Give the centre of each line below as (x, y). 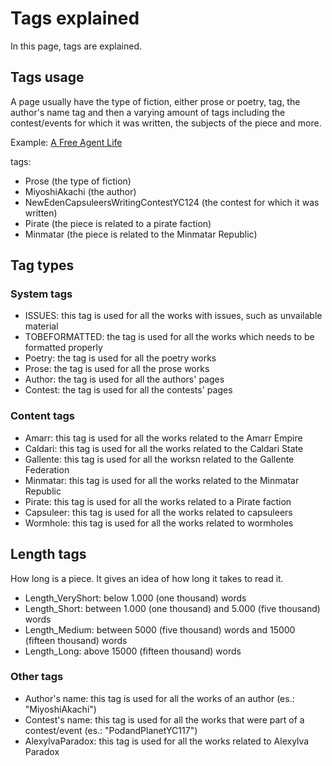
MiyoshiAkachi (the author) (80, 191)
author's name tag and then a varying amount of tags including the (148, 112)
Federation (47, 469)
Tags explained (75, 18)
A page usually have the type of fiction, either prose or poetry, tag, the (155, 101)
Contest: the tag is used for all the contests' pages (128, 390)
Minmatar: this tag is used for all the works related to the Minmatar (162, 480)
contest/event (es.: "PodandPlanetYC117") (111, 730)
